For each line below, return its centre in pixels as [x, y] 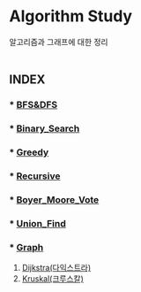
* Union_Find [37, 223]
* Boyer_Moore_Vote [54, 199]
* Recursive [35, 176]
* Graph [26, 247]
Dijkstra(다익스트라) [56, 268]
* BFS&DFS [33, 105]
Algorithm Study [71, 16]
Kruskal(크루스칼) [52, 279]
